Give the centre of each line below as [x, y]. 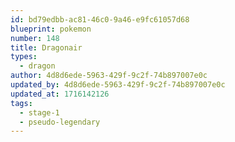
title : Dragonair [46, 47]
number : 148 [35, 38]
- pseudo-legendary [60, 122]
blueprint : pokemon [51, 29]
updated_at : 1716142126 [60, 94]
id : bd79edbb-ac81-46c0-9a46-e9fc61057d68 [100, 19]
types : [24, 57]
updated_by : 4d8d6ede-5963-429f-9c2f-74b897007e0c [118, 85]
